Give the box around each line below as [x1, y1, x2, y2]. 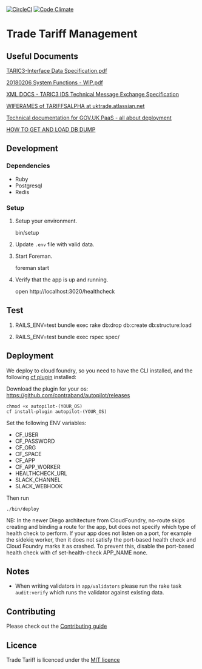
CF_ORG [15, 443, 36, 451]
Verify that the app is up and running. [15, 276, 109, 283]
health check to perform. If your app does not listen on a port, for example [6, 529, 192, 537]
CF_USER [15, 431, 39, 438]
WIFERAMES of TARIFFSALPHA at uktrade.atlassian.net [6, 103, 145, 109]
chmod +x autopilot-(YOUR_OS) [6, 403, 83, 409]
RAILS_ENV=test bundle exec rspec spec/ [15, 333, 120, 340]
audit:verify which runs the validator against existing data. [15, 589, 164, 596]
